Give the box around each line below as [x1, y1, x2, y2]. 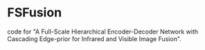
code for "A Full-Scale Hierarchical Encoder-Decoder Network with [7, 27, 199, 36]
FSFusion [7, 5, 62, 21]
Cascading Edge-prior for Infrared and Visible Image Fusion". [7, 34, 181, 42]
